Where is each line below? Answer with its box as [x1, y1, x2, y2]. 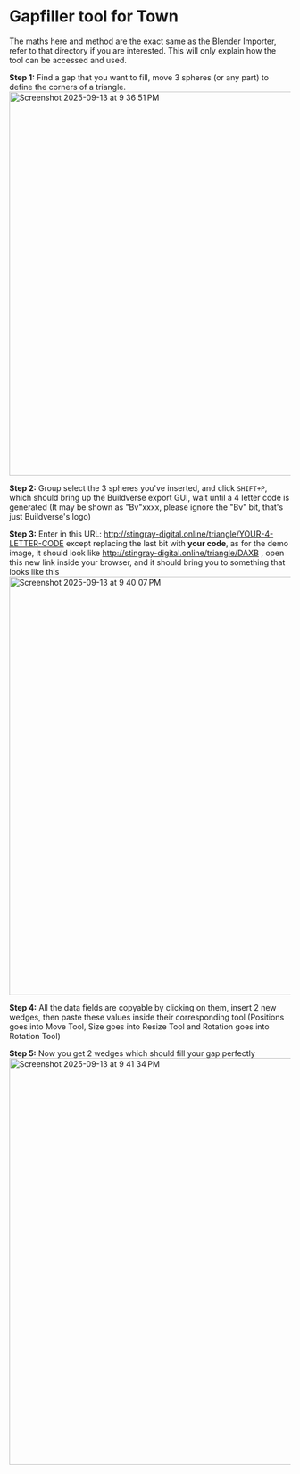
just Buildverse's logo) [9, 511, 92, 521]
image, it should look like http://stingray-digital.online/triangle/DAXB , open [9, 547, 285, 558]
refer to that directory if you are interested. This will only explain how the [9, 45, 277, 55]
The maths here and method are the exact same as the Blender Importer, [9, 36, 277, 46]
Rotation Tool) [9, 1030, 61, 1041]
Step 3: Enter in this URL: [9, 529, 103, 539]
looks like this [9, 566, 60, 577]
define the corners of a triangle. [9, 81, 127, 92]
